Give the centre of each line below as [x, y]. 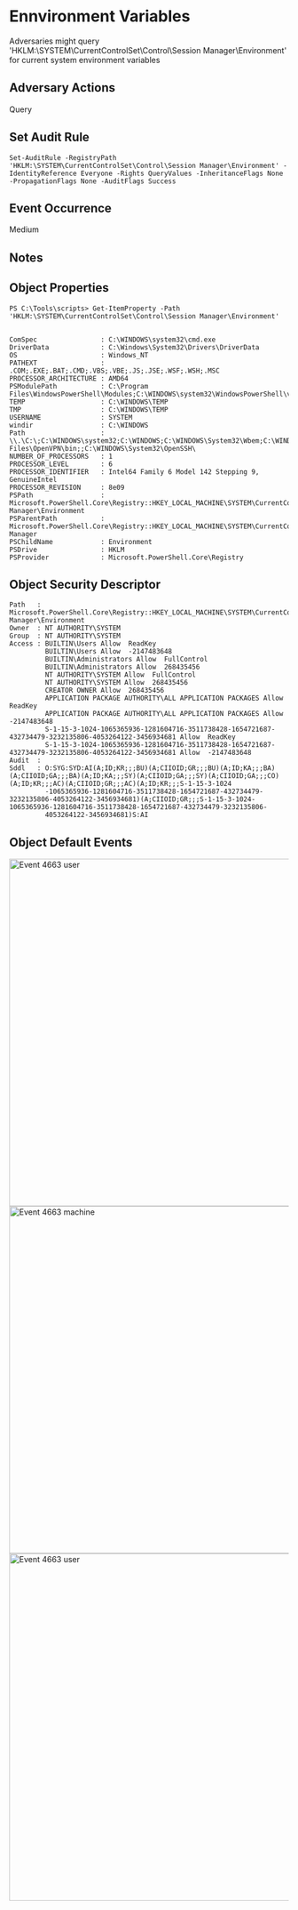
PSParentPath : [57, 518]
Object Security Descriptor [85, 584]
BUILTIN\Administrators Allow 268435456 [122, 667]
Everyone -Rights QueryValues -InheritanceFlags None [182, 173]
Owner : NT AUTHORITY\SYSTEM [65, 629]
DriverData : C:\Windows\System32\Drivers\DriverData [134, 347]
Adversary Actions [63, 88]
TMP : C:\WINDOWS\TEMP [89, 409]
